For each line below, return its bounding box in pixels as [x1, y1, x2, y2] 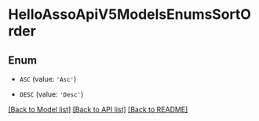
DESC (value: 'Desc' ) [19, 90, 84, 99]
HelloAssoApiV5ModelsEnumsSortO [8, 5, 251, 24]
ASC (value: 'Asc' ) [19, 75, 77, 83]
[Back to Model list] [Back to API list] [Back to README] [8, 104, 188, 114]
